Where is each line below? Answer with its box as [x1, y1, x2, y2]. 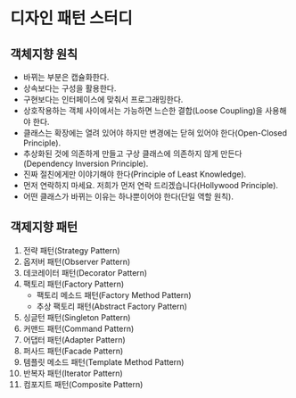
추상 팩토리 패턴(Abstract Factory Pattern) [36, 301, 188, 311]
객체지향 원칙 [10, 46, 78, 62]
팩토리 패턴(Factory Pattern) [22, 278, 125, 289]
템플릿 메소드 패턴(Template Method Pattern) [22, 356, 185, 367]
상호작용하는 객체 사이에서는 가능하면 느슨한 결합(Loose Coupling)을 [22, 105, 264, 116]
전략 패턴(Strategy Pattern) [22, 245, 120, 255]
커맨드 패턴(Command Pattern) [22, 323, 135, 334]
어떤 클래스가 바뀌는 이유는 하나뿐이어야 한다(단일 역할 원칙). [22, 191, 234, 202]
